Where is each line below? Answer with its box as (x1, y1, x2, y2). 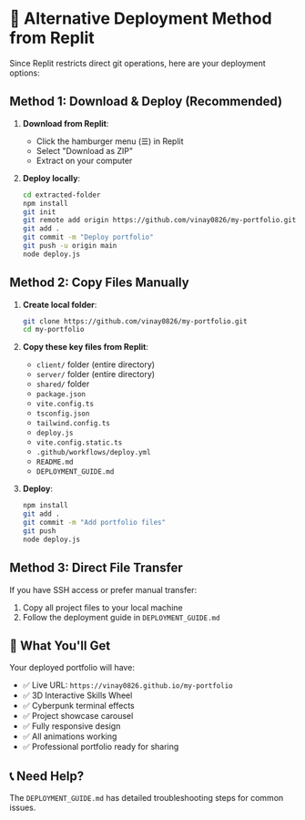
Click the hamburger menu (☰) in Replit (36, 136, 184, 147)
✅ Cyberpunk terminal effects (22, 701, 135, 712)
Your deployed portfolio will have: (9, 662, 135, 673)
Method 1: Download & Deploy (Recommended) (9, 94, 283, 109)
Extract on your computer (36, 155, 133, 166)
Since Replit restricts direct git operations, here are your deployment (9, 57, 266, 68)
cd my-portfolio (22, 325, 85, 334)
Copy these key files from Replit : (22, 342, 148, 353)
